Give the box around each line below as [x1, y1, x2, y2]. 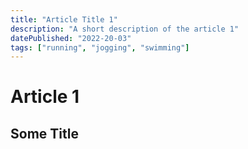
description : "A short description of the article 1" [10, 24, 240, 34]
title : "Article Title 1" [10, 14, 118, 25]
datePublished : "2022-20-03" [10, 33, 132, 43]
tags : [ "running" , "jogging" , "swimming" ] [10, 42, 190, 53]
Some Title [10, 125, 79, 142]
